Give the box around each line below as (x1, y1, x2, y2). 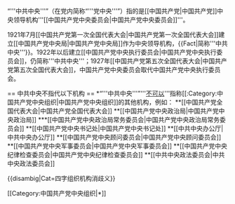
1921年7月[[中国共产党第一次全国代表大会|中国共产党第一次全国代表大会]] (7, 31, 219, 39)
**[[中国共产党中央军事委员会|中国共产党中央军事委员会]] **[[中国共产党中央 (7, 142, 228, 150)
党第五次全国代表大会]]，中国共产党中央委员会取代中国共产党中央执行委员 (7, 66, 221, 74)
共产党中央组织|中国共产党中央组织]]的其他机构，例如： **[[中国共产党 (13, 98, 217, 106)
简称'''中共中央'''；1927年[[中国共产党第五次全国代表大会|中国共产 (36, 57, 228, 65)
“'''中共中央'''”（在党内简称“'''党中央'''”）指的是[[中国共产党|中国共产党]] (7, 7, 217, 15)
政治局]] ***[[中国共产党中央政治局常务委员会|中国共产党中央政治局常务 (13, 116, 220, 123)
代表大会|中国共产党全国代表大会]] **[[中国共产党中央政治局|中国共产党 (13, 107, 219, 115)
